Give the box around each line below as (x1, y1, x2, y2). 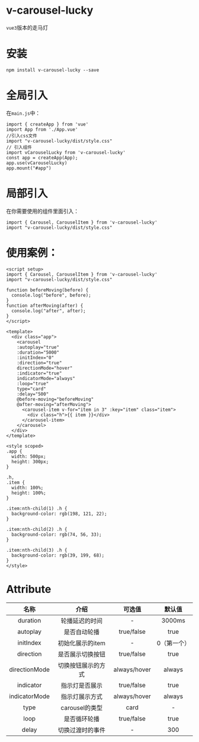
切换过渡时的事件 (57, 726, 105, 734)
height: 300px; (11, 458, 49, 464)
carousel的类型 (60, 703, 103, 712)
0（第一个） (156, 639, 191, 647)
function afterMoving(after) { (6, 303, 84, 309)
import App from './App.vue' (6, 126, 78, 133)
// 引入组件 (6, 144, 33, 150)
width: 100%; (11, 485, 44, 491)
